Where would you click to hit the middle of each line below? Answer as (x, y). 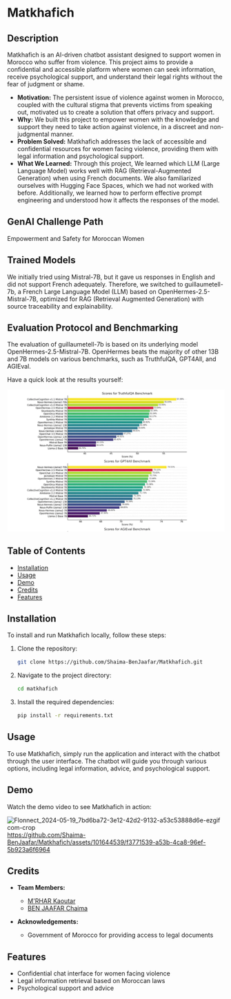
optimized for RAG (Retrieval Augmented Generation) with (122, 299)
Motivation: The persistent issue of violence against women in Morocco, (120, 97)
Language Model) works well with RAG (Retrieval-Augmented (104, 171)
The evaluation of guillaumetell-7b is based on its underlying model (103, 345)
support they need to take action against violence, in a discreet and (113, 127)
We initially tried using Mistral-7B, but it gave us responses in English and (111, 277)
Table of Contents (47, 551)
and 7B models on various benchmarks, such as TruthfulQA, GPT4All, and (112, 359)
